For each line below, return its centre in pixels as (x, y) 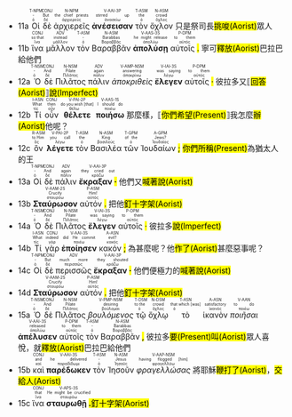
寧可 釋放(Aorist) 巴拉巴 (242, 48)
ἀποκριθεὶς (132, 81)
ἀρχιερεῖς (71, 26)
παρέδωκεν (68, 370)
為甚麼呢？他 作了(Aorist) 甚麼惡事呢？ (196, 248)
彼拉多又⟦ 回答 (241, 81)
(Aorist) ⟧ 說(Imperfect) (58, 92)
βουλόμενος (110, 315)
